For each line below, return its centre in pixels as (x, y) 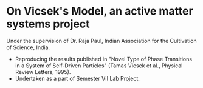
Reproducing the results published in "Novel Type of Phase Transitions (104, 59)
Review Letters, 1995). (43, 72)
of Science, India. (28, 47)
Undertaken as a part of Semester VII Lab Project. (77, 78)
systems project (48, 24)
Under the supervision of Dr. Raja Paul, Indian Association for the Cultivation (101, 41)
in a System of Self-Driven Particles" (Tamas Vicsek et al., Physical (99, 66)
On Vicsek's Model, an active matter (100, 11)
